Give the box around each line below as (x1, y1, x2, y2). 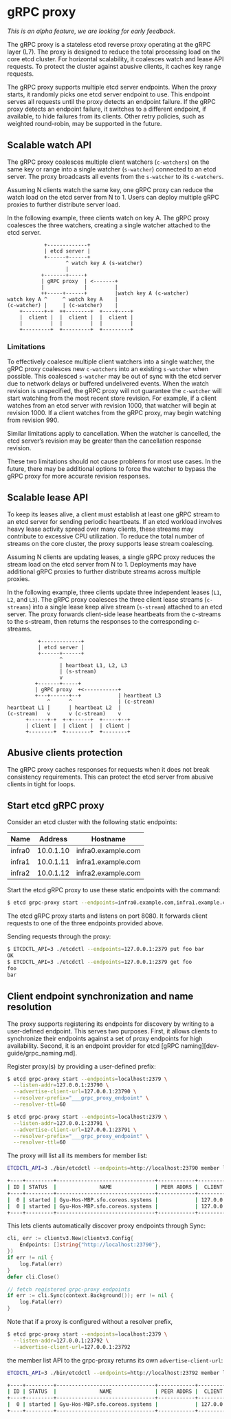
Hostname (91, 834, 126, 844)
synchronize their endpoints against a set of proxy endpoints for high (7, 1034, 203, 1042)
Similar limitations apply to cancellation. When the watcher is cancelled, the (7, 430, 221, 438)
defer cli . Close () (7, 1273, 60, 1281)
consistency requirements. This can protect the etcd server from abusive (7, 772, 214, 781)
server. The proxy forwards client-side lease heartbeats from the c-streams (7, 610, 221, 618)
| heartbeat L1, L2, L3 (59, 662, 128, 669)
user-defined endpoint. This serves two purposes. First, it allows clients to (7, 1027, 218, 1035)
